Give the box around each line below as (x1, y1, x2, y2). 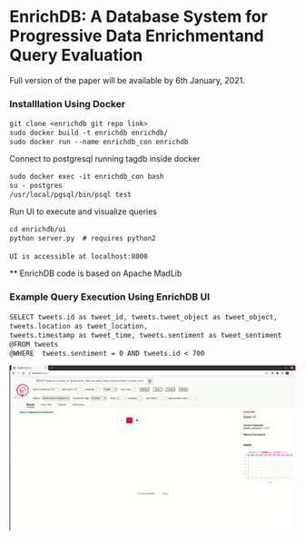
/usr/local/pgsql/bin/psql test (9, 191, 132, 200)
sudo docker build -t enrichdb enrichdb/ (9, 129, 169, 138)
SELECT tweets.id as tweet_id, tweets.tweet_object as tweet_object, (9, 312, 279, 321)
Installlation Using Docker (9, 97, 125, 110)
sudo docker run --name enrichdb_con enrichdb (9, 138, 189, 147)
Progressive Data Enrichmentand (9, 25, 265, 46)
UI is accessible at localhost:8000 (9, 252, 148, 261)
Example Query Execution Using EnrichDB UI (9, 290, 211, 303)
